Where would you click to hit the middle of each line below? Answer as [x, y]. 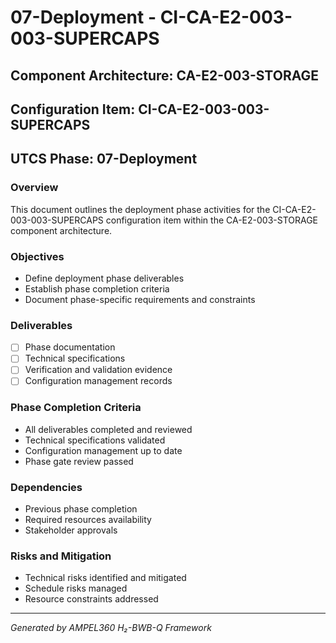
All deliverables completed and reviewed [108, 429]
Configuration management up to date [103, 450]
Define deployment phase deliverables [104, 278]
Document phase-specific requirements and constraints [140, 299]
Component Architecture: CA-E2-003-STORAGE [164, 75]
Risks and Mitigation [61, 556]
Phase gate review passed [79, 461]
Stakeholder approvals [71, 530]
